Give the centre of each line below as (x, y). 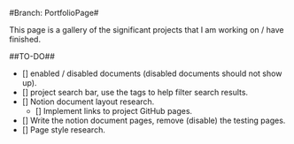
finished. (25, 39)
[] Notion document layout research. (88, 102)
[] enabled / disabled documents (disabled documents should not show (152, 73)
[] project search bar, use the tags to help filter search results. (135, 92)
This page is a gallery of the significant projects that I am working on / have (147, 30)
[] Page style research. (64, 130)
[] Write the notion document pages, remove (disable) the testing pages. (154, 120)
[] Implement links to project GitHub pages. (114, 111)
